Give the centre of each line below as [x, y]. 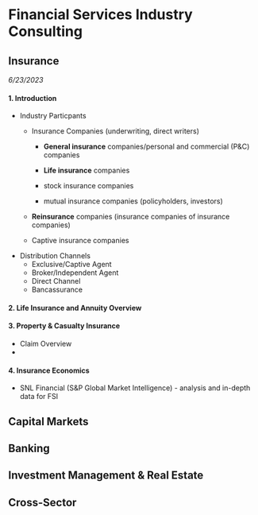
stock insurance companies [89, 186]
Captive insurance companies [80, 241]
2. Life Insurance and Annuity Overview [75, 308]
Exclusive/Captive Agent [72, 265]
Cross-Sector [42, 502]
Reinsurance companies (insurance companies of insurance [131, 217]
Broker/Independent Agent [75, 273]
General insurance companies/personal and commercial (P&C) [146, 147]
